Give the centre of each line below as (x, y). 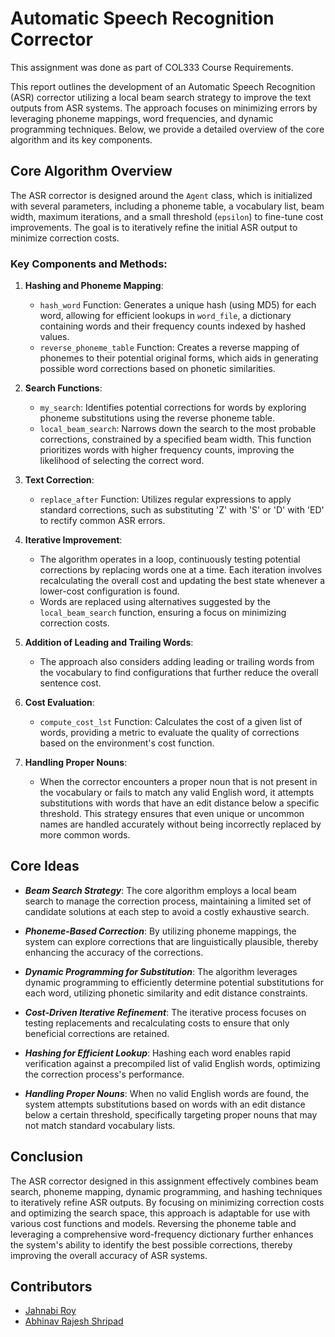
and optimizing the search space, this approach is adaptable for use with (160, 1213)
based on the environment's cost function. (127, 743)
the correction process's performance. (104, 1074)
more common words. (85, 835)
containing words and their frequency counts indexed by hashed (173, 326)
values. (54, 337)
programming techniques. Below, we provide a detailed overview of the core (167, 129)
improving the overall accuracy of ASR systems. (109, 1255)
